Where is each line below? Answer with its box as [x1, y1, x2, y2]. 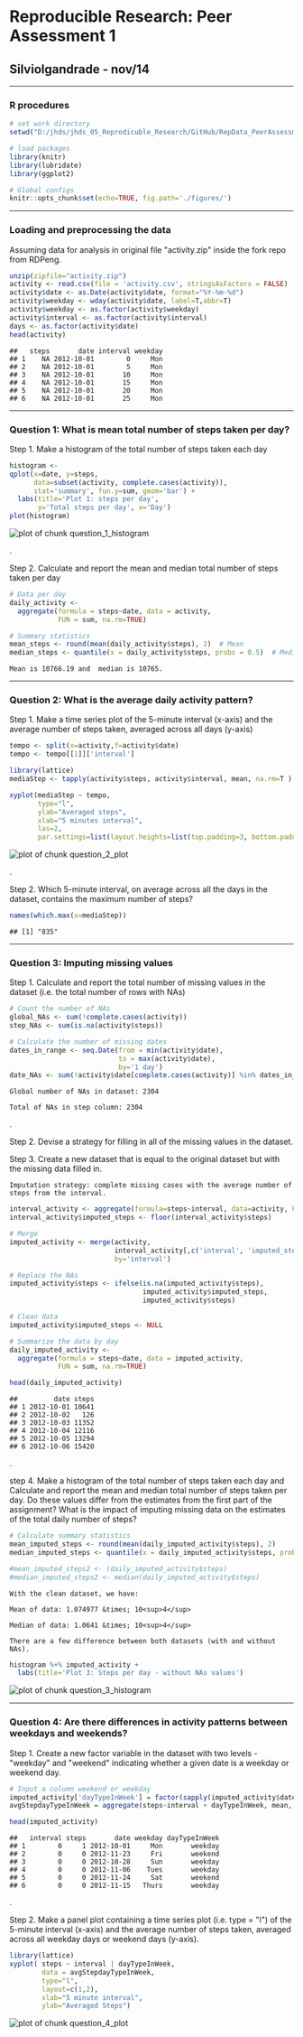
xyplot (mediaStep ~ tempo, [9, 790, 111, 800]
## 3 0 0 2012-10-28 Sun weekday [9, 1857, 220, 1866]
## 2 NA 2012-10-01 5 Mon [9, 362, 164, 371]
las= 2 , [37, 824, 63, 833]
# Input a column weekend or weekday [9, 1784, 151, 1793]
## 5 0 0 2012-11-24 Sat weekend [9, 1874, 220, 1883]
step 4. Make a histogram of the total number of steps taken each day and [9, 1475, 285, 1486]
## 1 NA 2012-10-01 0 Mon [9, 354, 164, 363]
